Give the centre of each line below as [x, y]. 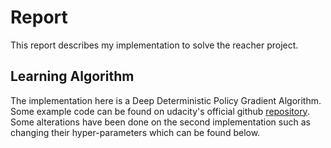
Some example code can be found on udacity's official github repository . [160, 111]
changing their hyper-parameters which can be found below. [135, 132]
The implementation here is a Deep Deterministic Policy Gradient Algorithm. [166, 100]
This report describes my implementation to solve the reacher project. [154, 45]
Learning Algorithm [72, 76]
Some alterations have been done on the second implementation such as [160, 122]
